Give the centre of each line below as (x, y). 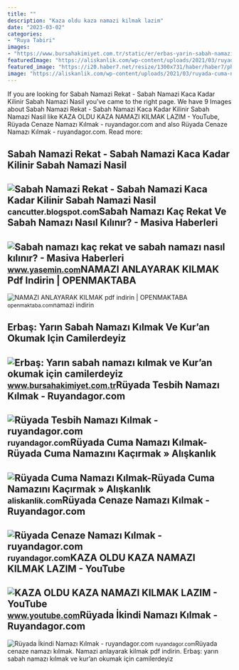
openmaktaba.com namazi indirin (51, 305)
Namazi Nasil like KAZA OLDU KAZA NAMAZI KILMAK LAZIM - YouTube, (113, 116)
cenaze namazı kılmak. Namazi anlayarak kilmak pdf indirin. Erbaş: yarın (113, 651)
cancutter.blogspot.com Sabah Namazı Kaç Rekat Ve (117, 212)
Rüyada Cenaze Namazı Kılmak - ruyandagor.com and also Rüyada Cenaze (117, 124)
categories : (25, 34)
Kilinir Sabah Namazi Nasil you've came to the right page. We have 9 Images (119, 101)
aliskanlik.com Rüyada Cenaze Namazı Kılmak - (108, 500)
